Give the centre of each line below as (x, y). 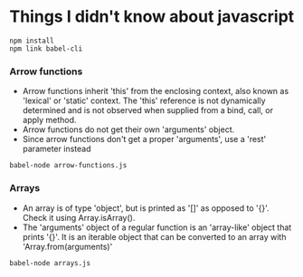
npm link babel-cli (46, 48)
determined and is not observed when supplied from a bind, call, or (148, 110)
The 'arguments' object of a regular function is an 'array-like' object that (157, 227)
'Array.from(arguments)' (67, 246)
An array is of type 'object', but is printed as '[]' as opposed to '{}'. (146, 208)
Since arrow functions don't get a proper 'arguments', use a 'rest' (144, 139)
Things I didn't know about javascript (152, 17)
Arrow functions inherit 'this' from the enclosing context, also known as (156, 91)
